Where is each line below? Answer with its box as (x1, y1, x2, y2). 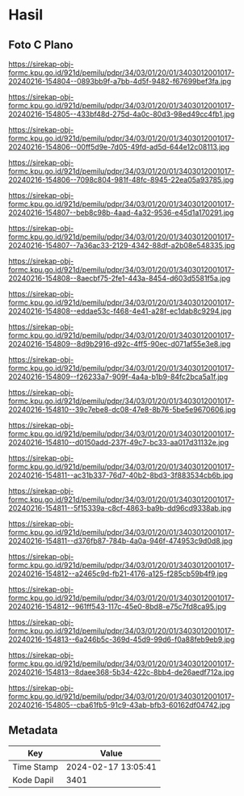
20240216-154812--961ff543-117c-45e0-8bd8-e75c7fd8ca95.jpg (8, 602, 227, 611)
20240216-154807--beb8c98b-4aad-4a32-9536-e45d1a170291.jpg (8, 208, 234, 217)
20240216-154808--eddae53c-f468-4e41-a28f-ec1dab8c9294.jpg (8, 306, 232, 316)
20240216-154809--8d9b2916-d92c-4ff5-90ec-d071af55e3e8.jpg (8, 339, 231, 348)
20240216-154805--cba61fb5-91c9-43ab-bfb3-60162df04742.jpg (8, 701, 230, 710)
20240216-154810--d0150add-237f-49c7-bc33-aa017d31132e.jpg (8, 438, 229, 447)
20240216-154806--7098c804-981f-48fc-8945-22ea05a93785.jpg (8, 175, 234, 184)
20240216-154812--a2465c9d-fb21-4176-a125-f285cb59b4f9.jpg (8, 569, 228, 579)
